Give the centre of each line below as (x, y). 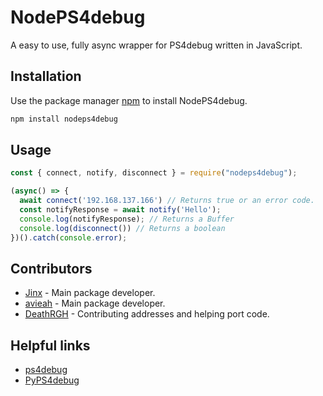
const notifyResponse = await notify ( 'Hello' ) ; (120, 210)
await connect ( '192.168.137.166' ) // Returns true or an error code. (167, 201)
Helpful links (50, 345)
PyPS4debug (52, 380)
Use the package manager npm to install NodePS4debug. (129, 100)
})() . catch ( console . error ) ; (69, 237)
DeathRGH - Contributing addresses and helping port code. (147, 314)
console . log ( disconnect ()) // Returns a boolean (122, 228)
